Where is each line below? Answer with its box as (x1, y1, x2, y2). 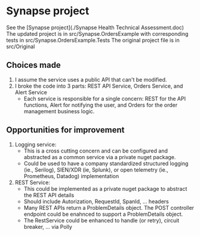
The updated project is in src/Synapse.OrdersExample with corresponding (6, 30, 189, 37)
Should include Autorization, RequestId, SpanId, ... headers (23, 198, 169, 205)
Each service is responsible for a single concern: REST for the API (23, 95, 186, 102)
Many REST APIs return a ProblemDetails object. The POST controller (23, 204, 195, 211)
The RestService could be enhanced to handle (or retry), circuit (23, 216, 180, 224)
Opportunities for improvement (6, 125, 125, 135)
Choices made (6, 60, 61, 70)
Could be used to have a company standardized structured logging (23, 160, 189, 167)
